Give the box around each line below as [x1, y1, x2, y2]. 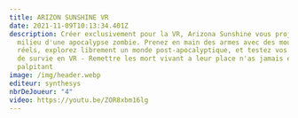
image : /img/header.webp [9, 71, 101, 80]
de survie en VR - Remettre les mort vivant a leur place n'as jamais [17, 54, 284, 63]
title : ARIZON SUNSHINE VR [9, 12, 109, 22]
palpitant [17, 63, 53, 72]
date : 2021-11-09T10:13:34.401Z [9, 21, 129, 30]
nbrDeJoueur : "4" [9, 87, 74, 96]
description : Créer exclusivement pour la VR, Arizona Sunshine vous [9, 29, 272, 38]
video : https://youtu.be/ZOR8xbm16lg [9, 95, 149, 105]
